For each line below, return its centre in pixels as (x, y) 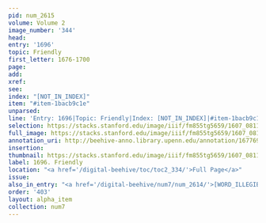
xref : (17, 81)
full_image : (28, 133)
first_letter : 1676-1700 (49, 60)
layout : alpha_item (40, 199)
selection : (26, 126)
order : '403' (30, 192)
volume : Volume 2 (37, 23)
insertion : (26, 148)
